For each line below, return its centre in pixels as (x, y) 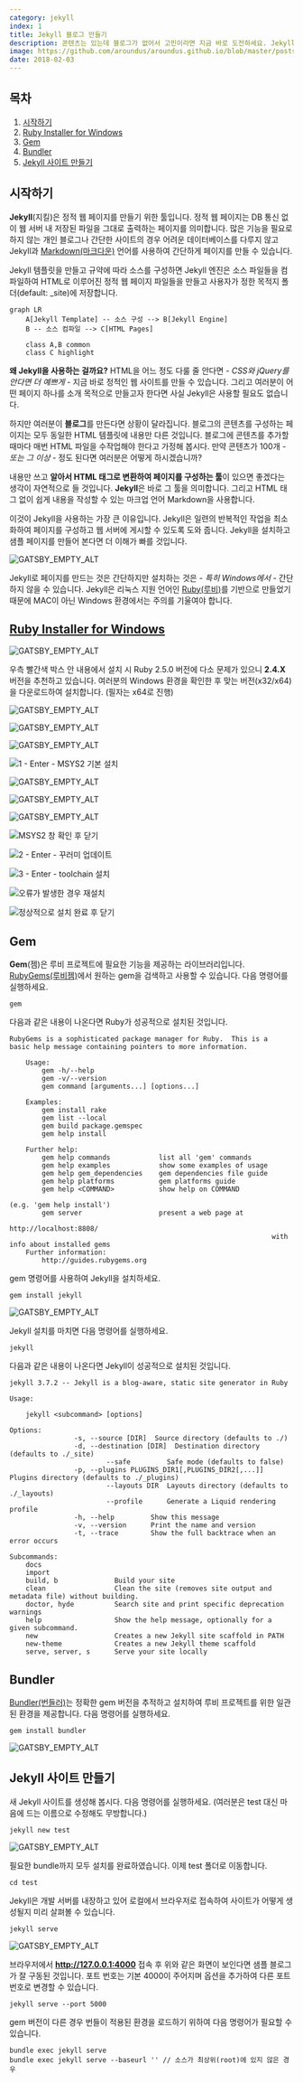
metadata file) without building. (74, 1597)
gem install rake (74, 1111)
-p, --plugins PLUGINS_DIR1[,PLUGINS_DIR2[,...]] (169, 1470)
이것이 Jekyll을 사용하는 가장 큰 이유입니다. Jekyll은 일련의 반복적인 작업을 (141, 518)
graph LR (26, 309)
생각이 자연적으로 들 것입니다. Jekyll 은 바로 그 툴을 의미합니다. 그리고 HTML (144, 488)
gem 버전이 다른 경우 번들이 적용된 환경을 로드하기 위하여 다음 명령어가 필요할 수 (151, 2021)
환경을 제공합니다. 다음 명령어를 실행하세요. (95, 1714)
